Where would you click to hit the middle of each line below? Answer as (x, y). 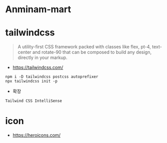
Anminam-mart (38, 9)
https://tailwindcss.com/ (38, 68)
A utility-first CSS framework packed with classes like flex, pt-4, (84, 47)
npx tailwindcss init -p (31, 81)
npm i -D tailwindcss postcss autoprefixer (52, 77)
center (25, 52)
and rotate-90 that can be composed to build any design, (92, 52)
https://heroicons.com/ (36, 135)
